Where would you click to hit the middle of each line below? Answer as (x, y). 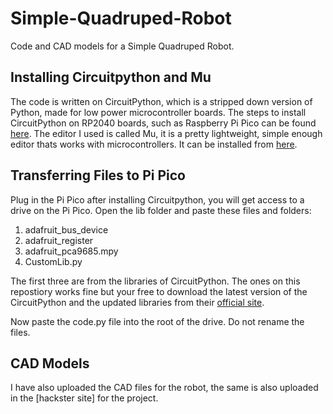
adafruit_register (59, 240)
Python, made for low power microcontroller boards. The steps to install (158, 112)
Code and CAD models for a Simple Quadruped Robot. (122, 46)
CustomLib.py (53, 261)
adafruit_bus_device (66, 229)
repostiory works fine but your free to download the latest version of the (159, 291)
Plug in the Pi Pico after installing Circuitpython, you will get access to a (157, 199)
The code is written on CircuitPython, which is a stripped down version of (161, 101)
